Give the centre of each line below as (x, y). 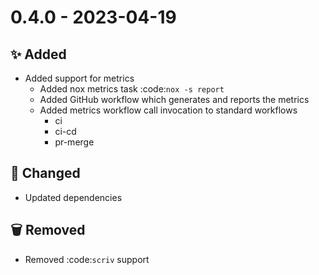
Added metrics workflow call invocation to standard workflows (168, 110)
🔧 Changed (45, 173)
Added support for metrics (79, 78)
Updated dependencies (73, 197)
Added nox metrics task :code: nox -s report (132, 89)
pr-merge (74, 142)
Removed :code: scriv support (87, 259)
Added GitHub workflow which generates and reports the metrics (174, 99)
